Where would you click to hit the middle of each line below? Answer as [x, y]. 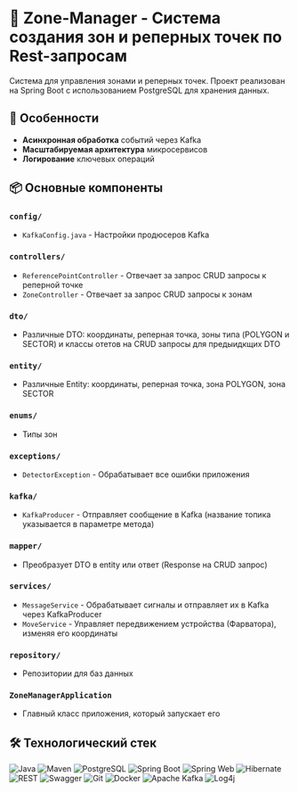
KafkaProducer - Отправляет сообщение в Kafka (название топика [146, 515]
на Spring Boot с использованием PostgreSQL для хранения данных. [139, 90]
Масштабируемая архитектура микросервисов [115, 149]
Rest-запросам [68, 56]
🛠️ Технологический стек [83, 742]
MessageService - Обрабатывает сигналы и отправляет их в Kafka [145, 605]
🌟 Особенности [54, 118]
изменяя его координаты [70, 633]
